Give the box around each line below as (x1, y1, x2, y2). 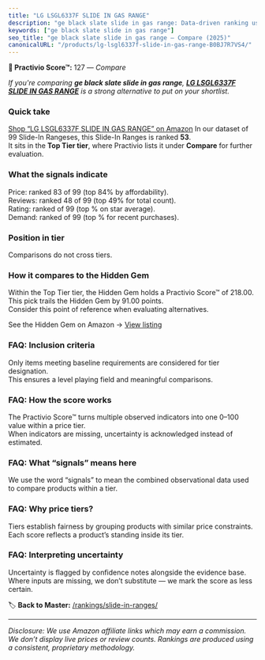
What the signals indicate (8, 169, 108, 180)
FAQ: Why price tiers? (8, 503, 94, 514)
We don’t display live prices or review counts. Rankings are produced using (8, 634, 254, 643)
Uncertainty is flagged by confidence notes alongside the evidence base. (8, 567, 247, 577)
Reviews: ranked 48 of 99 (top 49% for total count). (8, 195, 177, 205)
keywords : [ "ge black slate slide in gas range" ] (8, 26, 175, 34)
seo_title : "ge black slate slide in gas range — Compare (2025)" (8, 33, 231, 42)
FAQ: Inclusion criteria (8, 339, 95, 351)
